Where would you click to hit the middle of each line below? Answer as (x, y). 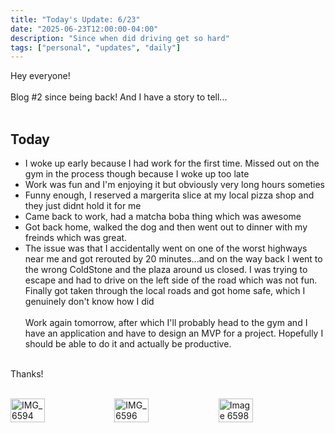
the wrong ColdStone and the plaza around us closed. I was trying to (166, 270)
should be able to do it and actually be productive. (128, 344)
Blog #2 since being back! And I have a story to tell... (119, 97)
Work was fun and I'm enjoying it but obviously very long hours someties (174, 185)
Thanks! (27, 374)
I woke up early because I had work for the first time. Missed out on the (172, 163)
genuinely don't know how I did (89, 302)
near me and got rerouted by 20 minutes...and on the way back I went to (173, 259)
